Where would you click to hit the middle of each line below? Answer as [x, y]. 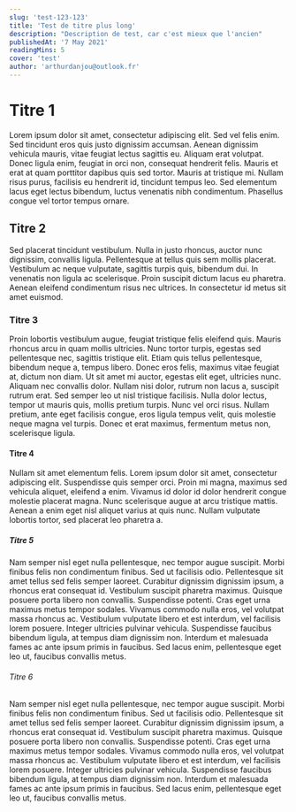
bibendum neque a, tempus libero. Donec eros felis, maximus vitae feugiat [144, 367]
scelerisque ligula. [42, 433]
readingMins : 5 [37, 50]
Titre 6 [21, 677]
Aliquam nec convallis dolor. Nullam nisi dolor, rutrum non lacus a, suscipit [144, 386]
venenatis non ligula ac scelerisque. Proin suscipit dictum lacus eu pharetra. [148, 278]
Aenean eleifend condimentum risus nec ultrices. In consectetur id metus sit [148, 287]
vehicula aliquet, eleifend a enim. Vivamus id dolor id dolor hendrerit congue [148, 492]
